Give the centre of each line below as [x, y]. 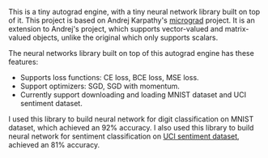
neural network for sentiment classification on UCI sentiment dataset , [124, 136]
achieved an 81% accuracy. [54, 145]
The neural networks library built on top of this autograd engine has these [132, 53]
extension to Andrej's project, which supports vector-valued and [116, 29]
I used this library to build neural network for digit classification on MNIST [131, 119]
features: [23, 62]
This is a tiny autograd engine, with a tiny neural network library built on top [134, 12]
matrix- [237, 29]
